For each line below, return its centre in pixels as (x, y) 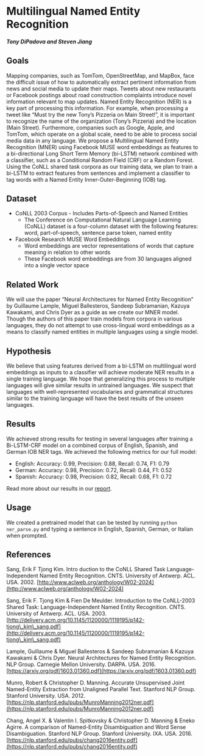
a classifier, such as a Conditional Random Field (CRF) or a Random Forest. (100, 160)
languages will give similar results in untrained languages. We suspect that (100, 385)
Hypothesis (29, 351)
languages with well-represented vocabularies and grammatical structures (100, 392)
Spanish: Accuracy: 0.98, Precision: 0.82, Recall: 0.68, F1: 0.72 (93, 476)
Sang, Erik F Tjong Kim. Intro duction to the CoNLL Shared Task (86, 569)
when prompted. (27, 535)
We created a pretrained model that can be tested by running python (92, 522)
